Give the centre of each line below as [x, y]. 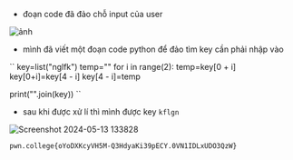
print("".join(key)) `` [45, 94]
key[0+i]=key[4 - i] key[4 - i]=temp [75, 76]
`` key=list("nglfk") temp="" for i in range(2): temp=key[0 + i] [123, 67]
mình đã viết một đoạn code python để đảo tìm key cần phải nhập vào [153, 49]
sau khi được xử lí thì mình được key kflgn [101, 112]
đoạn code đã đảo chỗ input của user [93, 14]
